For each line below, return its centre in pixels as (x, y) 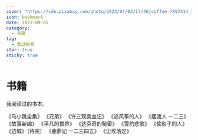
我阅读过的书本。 (27, 104)
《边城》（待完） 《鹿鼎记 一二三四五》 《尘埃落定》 (69, 131)
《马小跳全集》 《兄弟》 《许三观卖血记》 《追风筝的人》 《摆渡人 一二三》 (98, 116)
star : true (19, 50)
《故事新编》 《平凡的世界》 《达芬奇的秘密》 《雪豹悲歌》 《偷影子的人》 (97, 124)
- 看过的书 (23, 45)
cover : (14, 11)
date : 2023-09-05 (27, 22)
